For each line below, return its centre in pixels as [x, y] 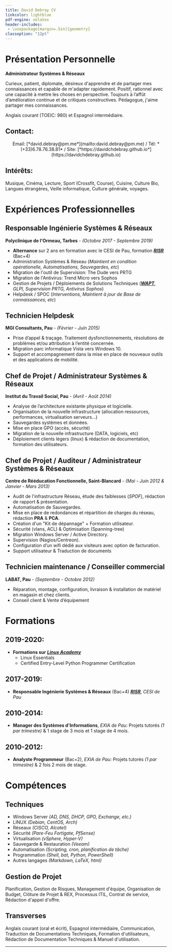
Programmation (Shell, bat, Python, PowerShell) [63, 855]
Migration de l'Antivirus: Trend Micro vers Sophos [65, 278]
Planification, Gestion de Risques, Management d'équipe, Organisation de [83, 889]
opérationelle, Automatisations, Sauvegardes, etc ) [66, 267]
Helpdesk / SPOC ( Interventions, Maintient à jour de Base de [77, 294]
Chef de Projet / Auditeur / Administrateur [73, 461]
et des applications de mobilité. [46, 360]
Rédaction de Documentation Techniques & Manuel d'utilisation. [73, 939]
